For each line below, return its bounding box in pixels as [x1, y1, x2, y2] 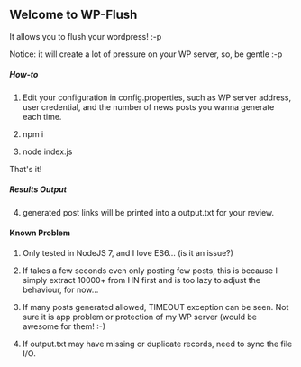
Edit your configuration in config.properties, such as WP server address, [22, 92, 291, 103]
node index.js [22, 146, 73, 157]
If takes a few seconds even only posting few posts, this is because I [22, 265, 278, 276]
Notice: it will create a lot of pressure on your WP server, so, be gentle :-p [9, 49, 283, 60]
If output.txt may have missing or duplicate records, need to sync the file [22, 338, 293, 349]
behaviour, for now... [22, 284, 99, 295]
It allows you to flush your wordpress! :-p [9, 31, 162, 41]
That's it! [9, 163, 42, 174]
